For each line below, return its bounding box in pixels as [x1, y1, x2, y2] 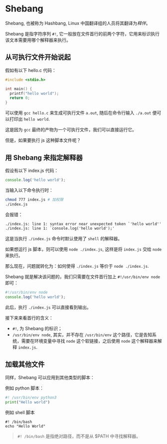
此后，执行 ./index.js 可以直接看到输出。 [5, 304, 91, 310]
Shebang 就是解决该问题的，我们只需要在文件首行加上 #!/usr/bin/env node [5, 274, 161, 280]
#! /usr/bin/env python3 [5, 395, 57, 400]
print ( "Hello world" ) [5, 400, 50, 405]
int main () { [5, 86, 32, 91]
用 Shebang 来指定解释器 [5, 153, 83, 162]
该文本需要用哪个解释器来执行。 [5, 37, 71, 43]
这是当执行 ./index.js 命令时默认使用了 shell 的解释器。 [5, 236, 123, 242]
